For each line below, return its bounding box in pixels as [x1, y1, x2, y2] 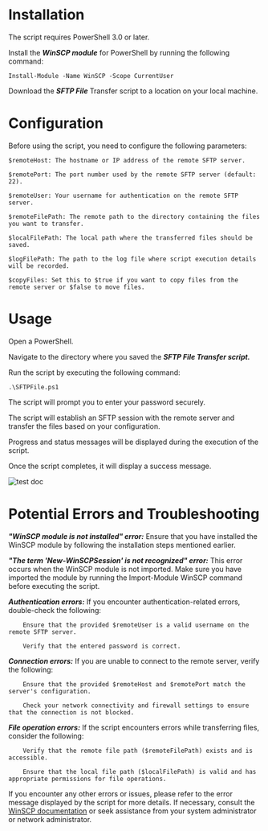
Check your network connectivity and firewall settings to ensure [22, 701, 250, 710]
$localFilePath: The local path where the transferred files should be [8, 233, 253, 242]
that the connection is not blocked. [8, 708, 135, 717]
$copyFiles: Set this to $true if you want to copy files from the [8, 276, 239, 284]
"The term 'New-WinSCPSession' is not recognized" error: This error [8, 555, 243, 565]
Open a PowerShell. [8, 336, 74, 346]
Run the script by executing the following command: [8, 368, 181, 377]
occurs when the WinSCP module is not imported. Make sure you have [8, 564, 242, 574]
